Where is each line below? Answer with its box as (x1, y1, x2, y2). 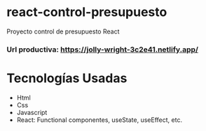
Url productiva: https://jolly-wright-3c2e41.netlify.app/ (6, 45, 199, 54)
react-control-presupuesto (6, 4, 167, 20)
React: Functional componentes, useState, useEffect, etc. (16, 116, 183, 124)
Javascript (16, 108, 48, 116)
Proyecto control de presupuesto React (6, 27, 120, 36)
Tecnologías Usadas (6, 70, 128, 86)
